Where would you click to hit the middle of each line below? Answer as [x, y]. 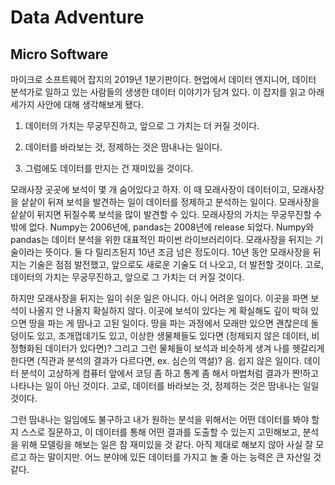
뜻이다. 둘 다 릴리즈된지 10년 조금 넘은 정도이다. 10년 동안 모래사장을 [177, 252]
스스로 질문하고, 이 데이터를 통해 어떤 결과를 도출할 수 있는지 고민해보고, [160, 432]
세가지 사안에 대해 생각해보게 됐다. [77, 104]
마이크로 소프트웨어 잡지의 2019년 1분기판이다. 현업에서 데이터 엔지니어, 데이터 [163, 79]
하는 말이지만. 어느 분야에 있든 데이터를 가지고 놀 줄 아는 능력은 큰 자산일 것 [175, 457]
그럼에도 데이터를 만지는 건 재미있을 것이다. [109, 168]
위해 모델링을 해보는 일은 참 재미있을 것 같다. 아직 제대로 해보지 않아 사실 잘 [167, 444]
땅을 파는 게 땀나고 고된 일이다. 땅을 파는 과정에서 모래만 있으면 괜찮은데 [168, 323]
